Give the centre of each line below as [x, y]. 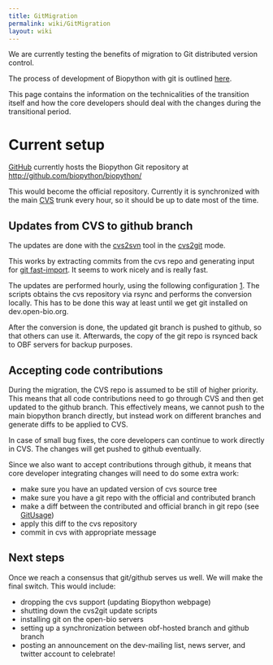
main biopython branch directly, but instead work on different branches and [135, 415]
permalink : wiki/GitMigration [60, 24]
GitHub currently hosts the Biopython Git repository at [99, 167]
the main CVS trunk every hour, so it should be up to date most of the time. [134, 200]
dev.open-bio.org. [39, 312]
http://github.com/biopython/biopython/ [75, 176]
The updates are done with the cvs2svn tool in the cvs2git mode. [117, 246]
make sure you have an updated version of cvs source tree [119, 488]
